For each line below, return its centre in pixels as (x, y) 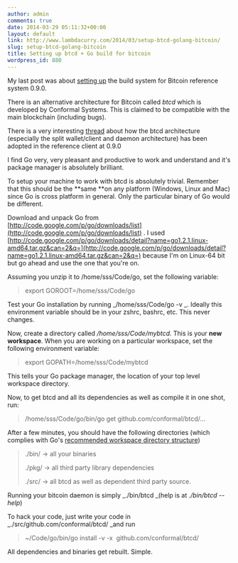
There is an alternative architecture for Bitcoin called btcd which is (104, 102)
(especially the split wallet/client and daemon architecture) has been (107, 138)
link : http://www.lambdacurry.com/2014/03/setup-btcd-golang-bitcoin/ (114, 41)
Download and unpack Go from (53, 217)
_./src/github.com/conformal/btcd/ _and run (71, 524)
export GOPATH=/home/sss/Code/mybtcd (86, 362)
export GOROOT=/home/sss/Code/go (80, 290)
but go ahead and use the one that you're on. (74, 263)
